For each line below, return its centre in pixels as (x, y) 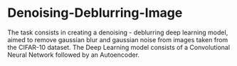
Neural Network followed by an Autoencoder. (74, 55)
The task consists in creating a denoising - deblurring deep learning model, (118, 32)
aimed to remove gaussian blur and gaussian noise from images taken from (118, 39)
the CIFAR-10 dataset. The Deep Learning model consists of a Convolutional (118, 47)
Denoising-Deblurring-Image (95, 13)
